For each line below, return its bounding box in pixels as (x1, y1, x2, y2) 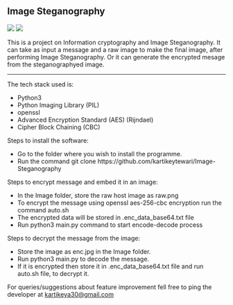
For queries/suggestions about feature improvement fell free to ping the (7, 283, 212, 291)
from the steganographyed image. (7, 60, 105, 68)
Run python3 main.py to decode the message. (17, 255, 150, 263)
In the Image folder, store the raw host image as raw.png (17, 191, 179, 199)
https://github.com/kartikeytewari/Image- (97, 157, 216, 165)
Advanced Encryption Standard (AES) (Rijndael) (17, 115, 154, 124)
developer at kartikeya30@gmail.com (7, 290, 114, 298)
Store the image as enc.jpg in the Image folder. (17, 247, 151, 255)
